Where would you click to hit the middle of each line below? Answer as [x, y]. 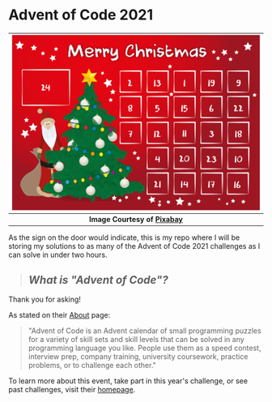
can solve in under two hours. [58, 254]
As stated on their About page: [59, 315]
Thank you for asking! [45, 299]
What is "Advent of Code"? [98, 280]
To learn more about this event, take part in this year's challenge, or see [128, 381]
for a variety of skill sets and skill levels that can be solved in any [136, 340]
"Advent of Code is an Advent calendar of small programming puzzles [144, 331]
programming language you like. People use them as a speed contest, [144, 348]
